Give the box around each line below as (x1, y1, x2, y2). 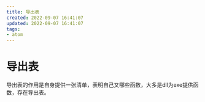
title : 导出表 (6, 9, 40, 15)
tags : (6, 26, 20, 32)
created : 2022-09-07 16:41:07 (6, 15, 84, 21)
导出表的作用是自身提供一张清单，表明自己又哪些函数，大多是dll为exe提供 (6, 81, 193, 89)
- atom (6, 32, 23, 38)
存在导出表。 (17, 89, 50, 97)
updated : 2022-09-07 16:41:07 (6, 20, 84, 26)
